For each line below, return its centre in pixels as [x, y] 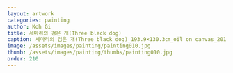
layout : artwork [31, 14]
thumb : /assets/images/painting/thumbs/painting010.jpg [90, 53]
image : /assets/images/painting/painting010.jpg [79, 46]
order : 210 [23, 59]
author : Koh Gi [29, 26]
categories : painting [39, 20]
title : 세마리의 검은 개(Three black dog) [64, 33]
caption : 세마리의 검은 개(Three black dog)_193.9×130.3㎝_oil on [100, 40]
